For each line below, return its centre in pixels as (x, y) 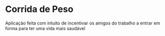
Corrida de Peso (39, 9)
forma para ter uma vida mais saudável (45, 28)
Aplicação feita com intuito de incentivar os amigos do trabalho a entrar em (83, 23)
